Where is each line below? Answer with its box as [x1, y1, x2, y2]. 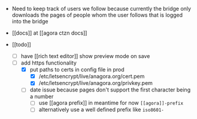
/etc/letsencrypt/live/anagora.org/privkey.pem [38, 80, 153, 87]
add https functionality [20, 59, 77, 66]
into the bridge [11, 18, 49, 25]
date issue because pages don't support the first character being [29, 86, 190, 93]
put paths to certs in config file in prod [29, 66, 125, 74]
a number [29, 93, 54, 100]
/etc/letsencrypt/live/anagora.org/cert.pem [38, 73, 145, 80]
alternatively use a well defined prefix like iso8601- [38, 106, 165, 113]
